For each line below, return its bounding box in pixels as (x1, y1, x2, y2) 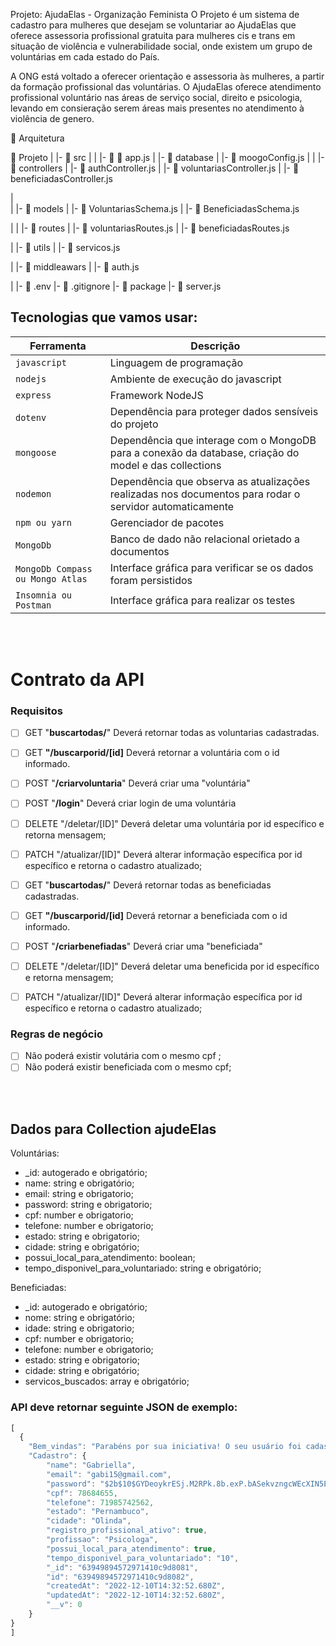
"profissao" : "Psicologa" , (46, 1535, 159, 1545)
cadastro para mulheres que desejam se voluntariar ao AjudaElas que (10, 19, 297, 31)
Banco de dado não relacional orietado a (109, 532, 301, 546)
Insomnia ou (15, 589, 73, 601)
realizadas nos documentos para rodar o (109, 487, 301, 501)
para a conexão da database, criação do (109, 445, 300, 459)
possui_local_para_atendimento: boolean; (24, 1252, 196, 1264)
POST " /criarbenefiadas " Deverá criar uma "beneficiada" (24, 940, 263, 952)
